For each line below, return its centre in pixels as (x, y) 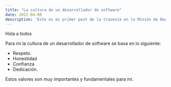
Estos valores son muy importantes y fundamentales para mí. (69, 79)
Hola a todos (19, 34)
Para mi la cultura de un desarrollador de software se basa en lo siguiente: (83, 43)
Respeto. (22, 53)
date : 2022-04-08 (24, 15)
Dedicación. (25, 69)
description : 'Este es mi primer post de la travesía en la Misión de (82, 19)
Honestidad (25, 59)
